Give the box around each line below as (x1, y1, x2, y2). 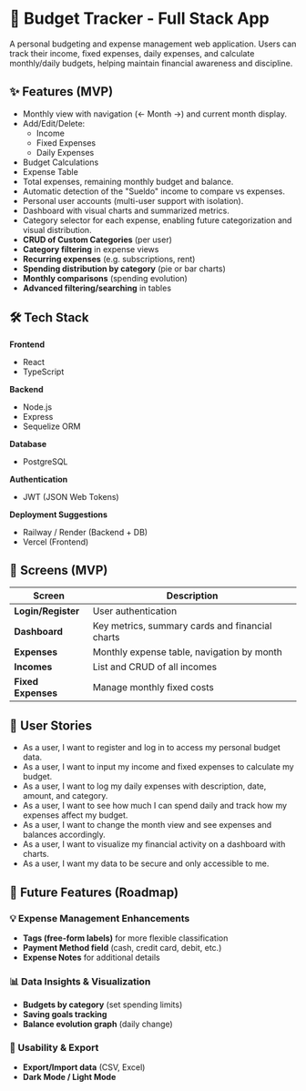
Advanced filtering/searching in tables (22, 282, 171, 293)
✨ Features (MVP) (9, 84, 114, 99)
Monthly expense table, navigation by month (92, 646, 282, 658)
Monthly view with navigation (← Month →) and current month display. (22, 108, 287, 119)
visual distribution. (22, 224, 93, 235)
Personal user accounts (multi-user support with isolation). (22, 195, 244, 206)
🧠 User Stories (9, 718, 93, 733)
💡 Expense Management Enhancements (9, 912, 190, 924)
